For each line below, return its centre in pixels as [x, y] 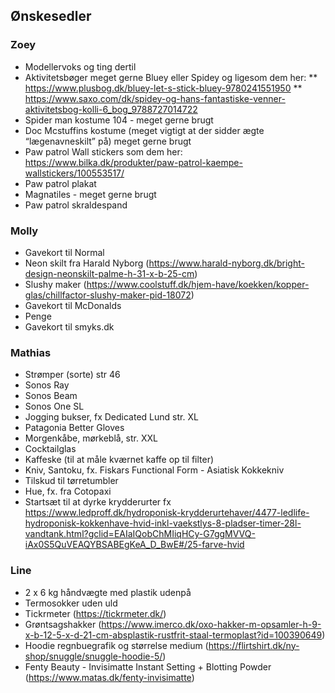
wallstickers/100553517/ [74, 173]
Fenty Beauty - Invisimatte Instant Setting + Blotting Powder [148, 666]
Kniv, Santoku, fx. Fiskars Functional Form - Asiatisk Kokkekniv [154, 470]
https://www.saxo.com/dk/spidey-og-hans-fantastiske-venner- [155, 98]
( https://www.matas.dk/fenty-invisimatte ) [109, 677]
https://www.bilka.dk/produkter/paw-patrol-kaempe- [133, 162]
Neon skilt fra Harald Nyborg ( [87, 263]
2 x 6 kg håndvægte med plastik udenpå [108, 592]
